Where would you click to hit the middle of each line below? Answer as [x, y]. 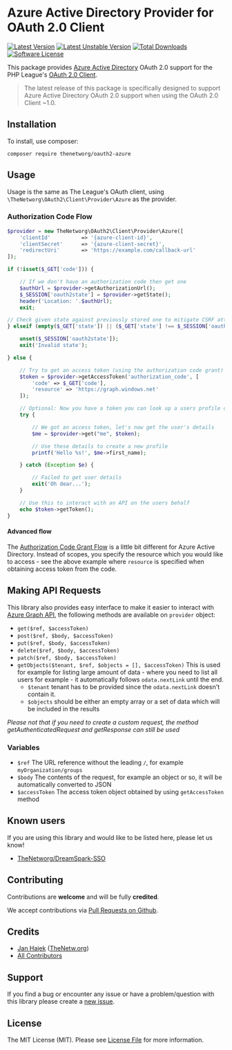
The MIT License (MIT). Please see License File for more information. [105, 1040]
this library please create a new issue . [61, 1002]
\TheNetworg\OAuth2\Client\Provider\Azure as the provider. [92, 199]
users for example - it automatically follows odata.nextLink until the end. [120, 679]
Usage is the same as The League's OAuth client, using [86, 191]
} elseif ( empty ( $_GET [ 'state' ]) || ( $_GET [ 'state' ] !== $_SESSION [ [108, 326]
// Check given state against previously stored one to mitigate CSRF [111, 320]
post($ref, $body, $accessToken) [65, 636]
